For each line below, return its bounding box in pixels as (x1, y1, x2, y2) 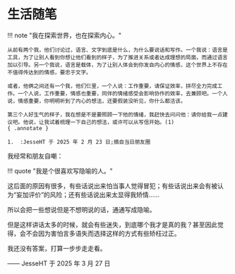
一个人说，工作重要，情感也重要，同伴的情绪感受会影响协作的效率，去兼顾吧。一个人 (17, 89, 228, 97)
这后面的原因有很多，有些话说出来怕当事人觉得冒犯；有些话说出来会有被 (7, 181, 217, 190)
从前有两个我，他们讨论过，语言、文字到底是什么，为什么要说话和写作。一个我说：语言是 (7, 46, 228, 54)
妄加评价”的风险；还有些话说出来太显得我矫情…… (16, 190, 160, 199)
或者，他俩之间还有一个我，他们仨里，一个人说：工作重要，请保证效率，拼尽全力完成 (7, 82, 217, 89)
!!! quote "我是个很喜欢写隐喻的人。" (7, 166, 113, 175)
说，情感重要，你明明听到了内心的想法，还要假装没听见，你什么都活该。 (7, 97, 186, 104)
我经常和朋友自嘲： (7, 151, 64, 160)
